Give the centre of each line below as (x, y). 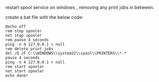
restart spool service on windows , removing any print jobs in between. (80, 7)
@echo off (16, 26)
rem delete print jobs (29, 49)
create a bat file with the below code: (44, 17)
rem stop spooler (24, 31)
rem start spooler (25, 67)
